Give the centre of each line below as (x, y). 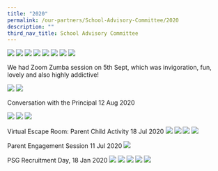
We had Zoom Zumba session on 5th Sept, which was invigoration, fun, (109, 68)
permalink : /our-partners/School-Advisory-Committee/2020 (93, 20)
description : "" (31, 27)
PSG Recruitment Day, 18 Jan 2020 (57, 161)
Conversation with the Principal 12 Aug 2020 (71, 103)
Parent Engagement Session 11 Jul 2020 (65, 146)
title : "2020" (28, 14)
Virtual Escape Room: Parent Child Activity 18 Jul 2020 (86, 132)
